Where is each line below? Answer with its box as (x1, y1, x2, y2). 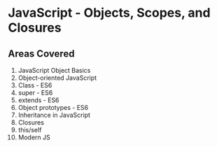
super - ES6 (17, 89, 53, 97)
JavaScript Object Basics (17, 66, 91, 74)
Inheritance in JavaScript (17, 111, 90, 119)
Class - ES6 (17, 81, 52, 89)
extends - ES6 (17, 96, 59, 104)
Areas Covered (8, 48, 75, 59)
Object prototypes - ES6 (17, 104, 89, 111)
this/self (17, 126, 42, 134)
